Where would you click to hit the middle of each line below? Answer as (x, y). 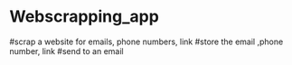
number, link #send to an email (66, 51)
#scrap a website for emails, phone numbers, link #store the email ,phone (146, 42)
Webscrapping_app (85, 17)
